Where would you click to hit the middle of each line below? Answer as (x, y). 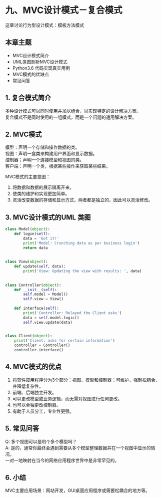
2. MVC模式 (23, 134)
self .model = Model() (46, 294)
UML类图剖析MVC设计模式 (40, 62)
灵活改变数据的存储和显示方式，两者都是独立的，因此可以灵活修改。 (82, 200)
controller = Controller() (42, 345)
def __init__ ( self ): (35, 290)
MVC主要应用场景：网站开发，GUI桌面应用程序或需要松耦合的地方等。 (77, 490)
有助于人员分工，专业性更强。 (43, 411)
